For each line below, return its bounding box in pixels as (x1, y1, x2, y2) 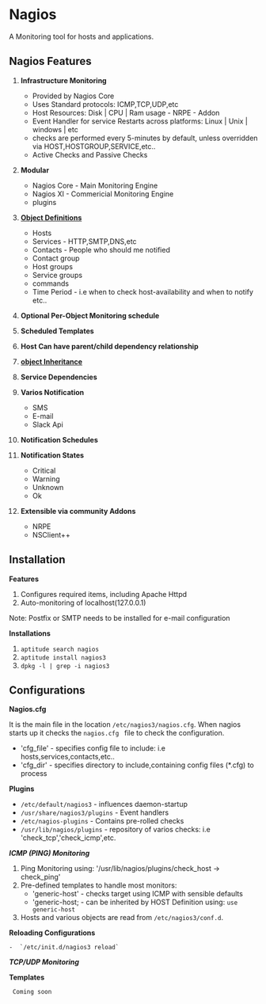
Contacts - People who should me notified (32, 245, 171, 254)
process (20, 769, 47, 778)
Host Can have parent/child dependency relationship (20, 341, 199, 351)
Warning (32, 473, 60, 484)
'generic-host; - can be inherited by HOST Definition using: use (32, 897, 238, 907)
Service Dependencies (20, 372, 97, 382)
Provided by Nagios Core (32, 91, 115, 101)
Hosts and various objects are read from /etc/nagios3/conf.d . (20, 913, 224, 922)
